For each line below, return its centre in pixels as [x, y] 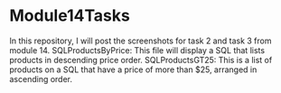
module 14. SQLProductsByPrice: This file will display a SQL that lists [137, 50]
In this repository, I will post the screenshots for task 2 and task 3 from [140, 41]
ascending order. [41, 79]
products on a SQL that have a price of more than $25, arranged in [133, 70]
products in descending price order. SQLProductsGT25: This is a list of [141, 60]
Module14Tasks [70, 16]
